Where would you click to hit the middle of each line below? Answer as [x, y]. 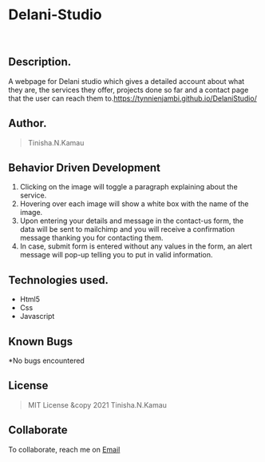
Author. [28, 123]
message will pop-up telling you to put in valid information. [116, 255]
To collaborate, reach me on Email [64, 449]
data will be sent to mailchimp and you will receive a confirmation [127, 229]
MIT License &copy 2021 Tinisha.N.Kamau [97, 404]
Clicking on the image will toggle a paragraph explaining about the [129, 187]
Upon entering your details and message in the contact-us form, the [132, 221]
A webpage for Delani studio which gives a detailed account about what [127, 81]
